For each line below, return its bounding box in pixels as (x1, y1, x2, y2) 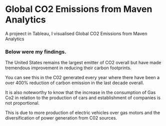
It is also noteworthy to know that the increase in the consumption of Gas (5, 90, 156, 96)
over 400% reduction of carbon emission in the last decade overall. (5, 80, 144, 86)
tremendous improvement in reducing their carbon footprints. (5, 65, 131, 71)
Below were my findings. (5, 48, 66, 55)
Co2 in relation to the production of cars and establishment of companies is (5, 95, 161, 101)
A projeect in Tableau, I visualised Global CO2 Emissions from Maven (5, 30, 147, 36)
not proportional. (5, 100, 40, 106)
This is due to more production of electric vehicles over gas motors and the (5, 110, 160, 116)
